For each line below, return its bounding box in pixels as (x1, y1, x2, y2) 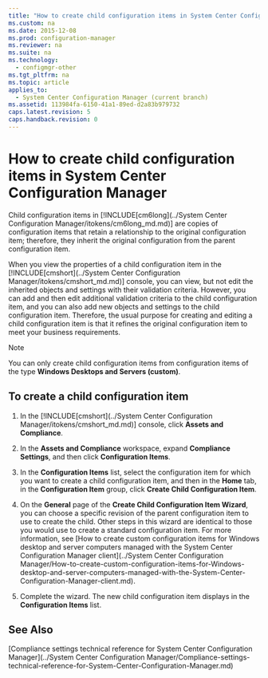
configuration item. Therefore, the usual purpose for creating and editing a (8, 310, 253, 320)
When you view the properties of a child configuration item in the (8, 259, 222, 269)
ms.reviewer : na (8, 41, 62, 49)
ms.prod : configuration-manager (8, 34, 116, 42)
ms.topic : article (8, 78, 69, 86)
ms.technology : (8, 57, 59, 65)
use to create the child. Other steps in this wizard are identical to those (19, 516, 253, 526)
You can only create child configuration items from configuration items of (8, 358, 249, 368)
